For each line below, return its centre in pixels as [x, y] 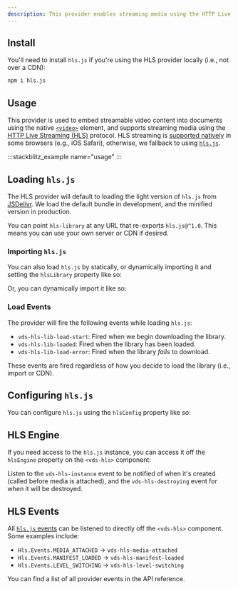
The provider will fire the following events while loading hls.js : [100, 323]
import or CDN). [31, 373]
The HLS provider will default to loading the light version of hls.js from [112, 196]
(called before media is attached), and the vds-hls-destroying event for [112, 481]
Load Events [29, 307]
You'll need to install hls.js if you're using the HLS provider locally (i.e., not [118, 60]
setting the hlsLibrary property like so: [65, 275]
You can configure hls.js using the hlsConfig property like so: [99, 413]
